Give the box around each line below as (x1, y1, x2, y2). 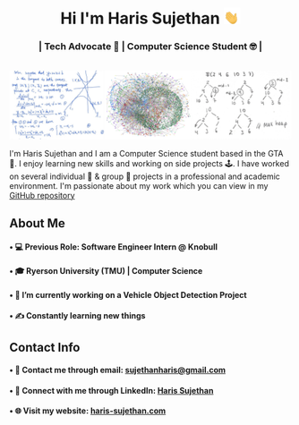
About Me (9, 216, 65, 231)
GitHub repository (9, 190, 75, 200)
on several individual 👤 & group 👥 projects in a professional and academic (9, 171, 280, 182)
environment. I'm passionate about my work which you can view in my (9, 180, 269, 191)
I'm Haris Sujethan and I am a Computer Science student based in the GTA (9, 148, 284, 158)
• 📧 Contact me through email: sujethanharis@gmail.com (9, 365, 226, 376)
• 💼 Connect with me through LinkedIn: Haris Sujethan (9, 385, 214, 395)
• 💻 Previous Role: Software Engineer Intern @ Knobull (9, 241, 218, 252)
